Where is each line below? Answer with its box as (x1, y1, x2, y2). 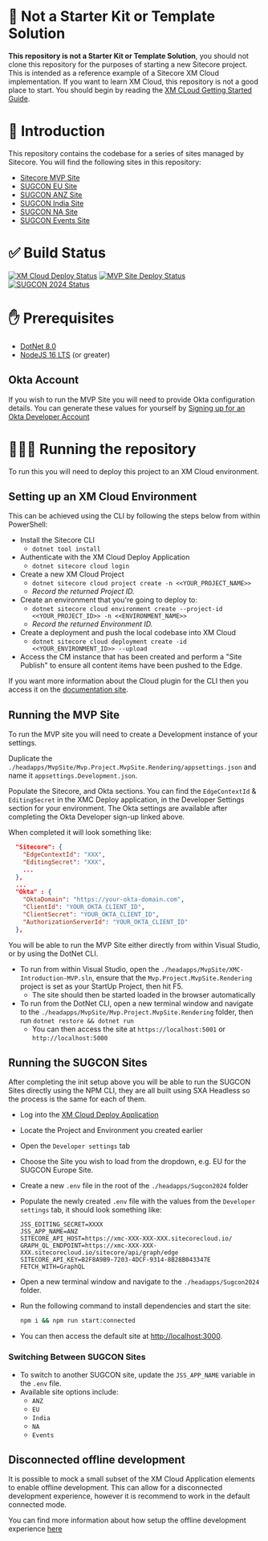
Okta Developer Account (8, 411, 90, 421)
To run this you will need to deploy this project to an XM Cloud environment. (8, 466, 259, 476)
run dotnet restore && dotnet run (19, 1015, 135, 1025)
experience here (8, 1524, 63, 1534)
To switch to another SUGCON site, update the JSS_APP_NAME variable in (19, 1370, 255, 1379)
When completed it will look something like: (8, 828, 152, 837)
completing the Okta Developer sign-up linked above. (8, 812, 185, 822)
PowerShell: (8, 519, 48, 530)
